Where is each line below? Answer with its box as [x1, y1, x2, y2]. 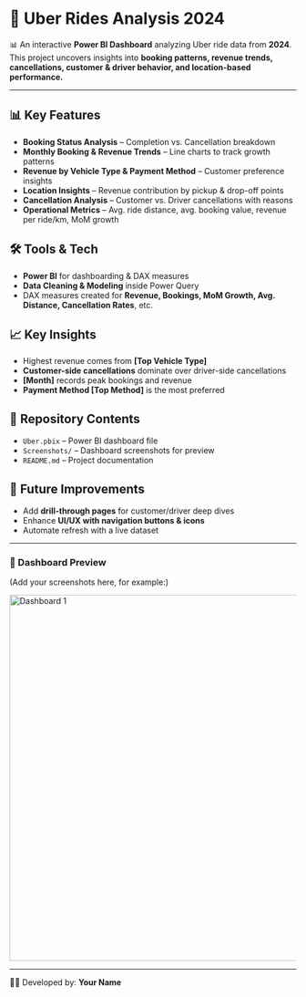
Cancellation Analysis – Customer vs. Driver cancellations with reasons [22, 194, 293, 205]
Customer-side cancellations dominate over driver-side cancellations [22, 365, 287, 377]
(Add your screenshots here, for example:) [9, 576, 169, 587]
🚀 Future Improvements [9, 481, 146, 496]
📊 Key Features [9, 108, 101, 123]
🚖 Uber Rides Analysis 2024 [9, 8, 226, 29]
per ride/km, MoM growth [22, 213, 119, 224]
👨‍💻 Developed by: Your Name [9, 977, 122, 988]
